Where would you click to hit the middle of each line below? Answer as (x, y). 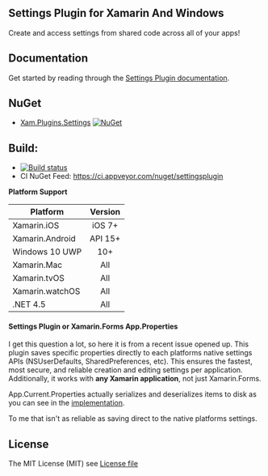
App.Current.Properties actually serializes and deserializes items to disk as (132, 394)
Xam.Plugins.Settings (55, 123)
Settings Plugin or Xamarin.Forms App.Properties (93, 326)
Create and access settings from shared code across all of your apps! (124, 32)
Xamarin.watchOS (46, 291)
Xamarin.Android (44, 239)
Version (105, 212)
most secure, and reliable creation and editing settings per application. (126, 370)
